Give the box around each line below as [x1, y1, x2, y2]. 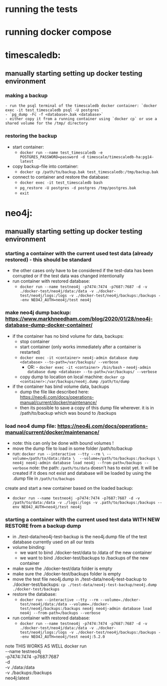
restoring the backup [5, 133, 57, 140]
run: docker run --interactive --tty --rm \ [12, 451, 105, 457]
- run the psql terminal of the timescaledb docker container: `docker [5, 104, 157, 109]
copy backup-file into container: [12, 163, 79, 169]
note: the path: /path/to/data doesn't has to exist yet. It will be [29, 465, 159, 471]
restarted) [19, 349, 41, 355]
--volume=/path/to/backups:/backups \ [79, 456, 161, 461]
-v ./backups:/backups [5, 669, 52, 676]
